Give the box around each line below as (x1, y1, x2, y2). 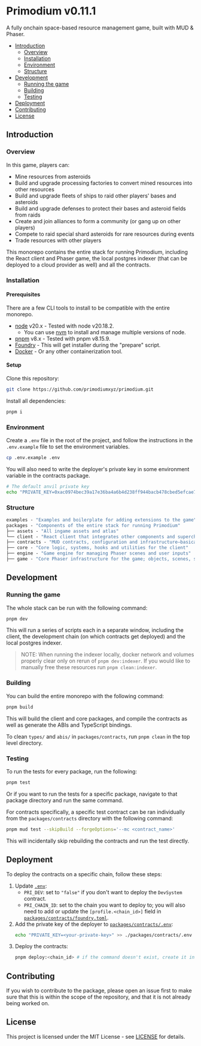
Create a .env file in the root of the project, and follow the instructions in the (6, 437, 193, 443)
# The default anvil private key (6, 483, 90, 490)
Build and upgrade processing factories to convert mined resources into (14, 179, 193, 187)
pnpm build (6, 704, 33, 710)
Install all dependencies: (6, 397, 66, 404)
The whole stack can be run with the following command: (6, 604, 148, 612)
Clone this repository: (6, 374, 60, 382)
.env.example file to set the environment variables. (6, 443, 130, 450)
